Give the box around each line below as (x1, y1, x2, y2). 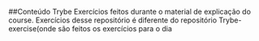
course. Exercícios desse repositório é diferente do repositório (8, 15, 218, 25)
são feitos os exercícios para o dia (58, 24, 173, 33)
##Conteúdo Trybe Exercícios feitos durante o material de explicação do (8, 7, 252, 16)
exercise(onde (8, 24, 57, 33)
